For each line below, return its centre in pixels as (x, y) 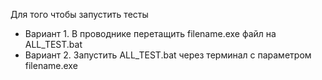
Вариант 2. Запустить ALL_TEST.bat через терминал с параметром (168, 55)
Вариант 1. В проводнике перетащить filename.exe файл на (150, 33)
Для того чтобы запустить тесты (79, 14)
